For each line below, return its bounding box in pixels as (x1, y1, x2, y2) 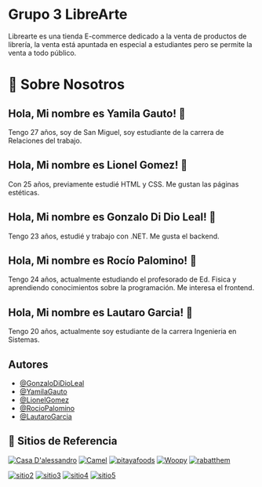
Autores (8, 358, 49, 371)
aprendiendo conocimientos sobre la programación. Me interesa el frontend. (8, 283, 255, 293)
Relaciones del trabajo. (8, 136, 82, 145)
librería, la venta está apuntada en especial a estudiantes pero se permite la (8, 39, 253, 49)
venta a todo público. (8, 48, 77, 57)
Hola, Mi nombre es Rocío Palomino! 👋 (8, 253, 198, 267)
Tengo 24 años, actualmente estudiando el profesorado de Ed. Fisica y (8, 274, 237, 284)
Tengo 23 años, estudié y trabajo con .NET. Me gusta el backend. (8, 231, 220, 241)
